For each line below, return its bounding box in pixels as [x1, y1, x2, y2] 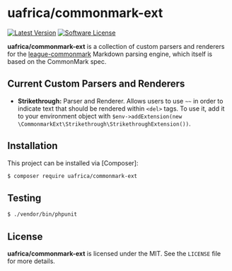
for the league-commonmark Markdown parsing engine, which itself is [7, 50, 213, 58]
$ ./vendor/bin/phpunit [7, 211, 78, 218]
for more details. [7, 257, 55, 265]
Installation [7, 140, 58, 152]
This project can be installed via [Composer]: [7, 158, 139, 167]
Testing [7, 192, 42, 204]
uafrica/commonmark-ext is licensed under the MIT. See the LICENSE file [7, 249, 221, 258]
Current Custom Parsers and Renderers [7, 78, 185, 90]
